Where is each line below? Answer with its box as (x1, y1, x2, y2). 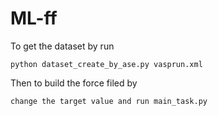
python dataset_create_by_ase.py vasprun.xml (10, 59, 203, 69)
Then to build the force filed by (10, 77, 138, 89)
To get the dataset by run (10, 40, 115, 52)
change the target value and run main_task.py (10, 96, 208, 106)
